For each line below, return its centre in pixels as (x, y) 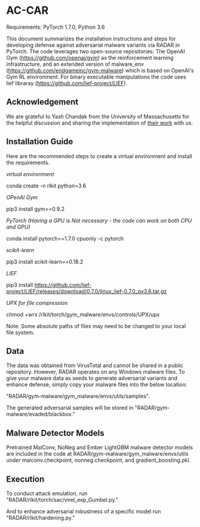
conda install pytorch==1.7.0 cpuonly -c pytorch (65, 238)
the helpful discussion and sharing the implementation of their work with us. (100, 123)
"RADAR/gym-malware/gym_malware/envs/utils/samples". (78, 396)
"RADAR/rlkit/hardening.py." (41, 518)
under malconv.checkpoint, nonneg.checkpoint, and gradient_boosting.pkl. (99, 460)
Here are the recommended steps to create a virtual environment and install (99, 156)
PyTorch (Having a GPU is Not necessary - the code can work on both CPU (99, 220)
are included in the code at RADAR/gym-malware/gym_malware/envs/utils (98, 454)
